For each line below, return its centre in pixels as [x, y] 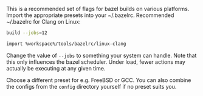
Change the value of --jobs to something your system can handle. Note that [101, 55]
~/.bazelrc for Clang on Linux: [43, 22]
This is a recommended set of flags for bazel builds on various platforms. [98, 9]
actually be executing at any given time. [56, 68]
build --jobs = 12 [27, 33]
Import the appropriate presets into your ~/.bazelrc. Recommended [90, 15]
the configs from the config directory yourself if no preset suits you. [91, 86]
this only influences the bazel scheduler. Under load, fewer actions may [96, 62]
